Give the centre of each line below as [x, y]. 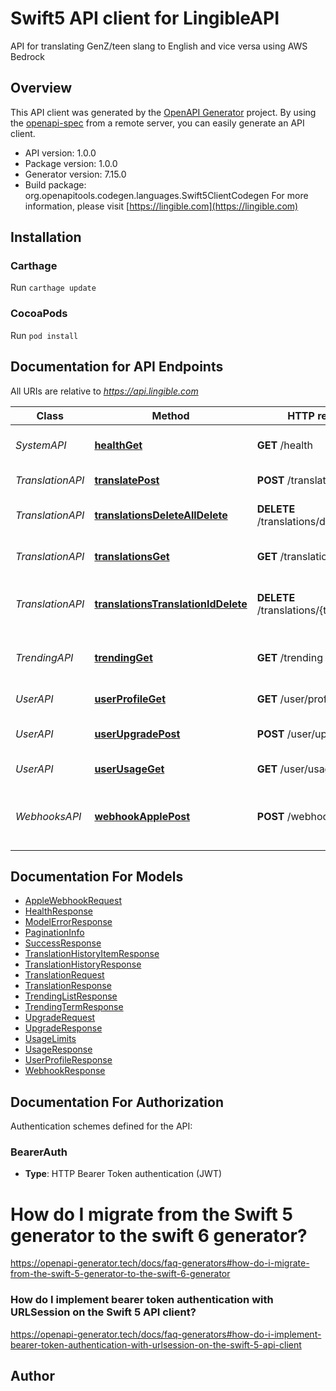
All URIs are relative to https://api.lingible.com [104, 391]
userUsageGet [129, 769]
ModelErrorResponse [68, 922]
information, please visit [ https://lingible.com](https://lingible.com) [161, 206]
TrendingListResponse [71, 996]
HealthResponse [58, 911]
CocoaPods [39, 314]
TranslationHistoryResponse [83, 964]
